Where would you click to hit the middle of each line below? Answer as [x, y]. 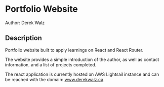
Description [23, 38]
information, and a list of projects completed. [51, 64]
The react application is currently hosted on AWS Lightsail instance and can [82, 74]
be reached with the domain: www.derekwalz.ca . [55, 79]
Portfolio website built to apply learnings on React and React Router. [74, 50]
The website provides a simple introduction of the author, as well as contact [82, 59]
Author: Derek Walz [25, 23]
